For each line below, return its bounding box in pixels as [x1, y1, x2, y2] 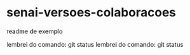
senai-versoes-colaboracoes [6, 5, 176, 20]
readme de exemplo [6, 27, 63, 35]
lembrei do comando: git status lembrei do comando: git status [6, 40, 184, 48]
